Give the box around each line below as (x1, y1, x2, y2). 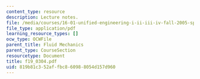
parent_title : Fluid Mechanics (6, 42, 84, 48)
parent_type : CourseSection (6, 48, 76, 53)
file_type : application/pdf (6, 25, 76, 31)
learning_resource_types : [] (6, 31, 79, 37)
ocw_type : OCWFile (6, 36, 52, 42)
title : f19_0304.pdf (6, 58, 58, 64)
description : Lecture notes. (6, 14, 79, 20)
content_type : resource (6, 8, 65, 15)
